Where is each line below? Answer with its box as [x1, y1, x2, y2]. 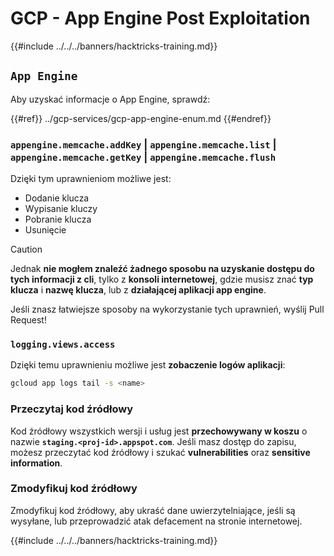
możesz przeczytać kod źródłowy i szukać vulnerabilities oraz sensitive [10, 446, 311, 458]
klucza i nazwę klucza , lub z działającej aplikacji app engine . [10, 284, 267, 296]
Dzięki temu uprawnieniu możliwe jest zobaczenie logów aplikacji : [10, 359, 286, 371]
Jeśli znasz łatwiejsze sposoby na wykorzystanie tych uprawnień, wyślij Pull [10, 303, 325, 316]
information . [10, 457, 63, 469]
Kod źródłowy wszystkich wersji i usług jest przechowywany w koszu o [10, 425, 308, 437]
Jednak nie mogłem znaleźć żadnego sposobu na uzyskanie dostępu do [10, 263, 315, 275]
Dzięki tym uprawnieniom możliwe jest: [10, 173, 172, 185]
